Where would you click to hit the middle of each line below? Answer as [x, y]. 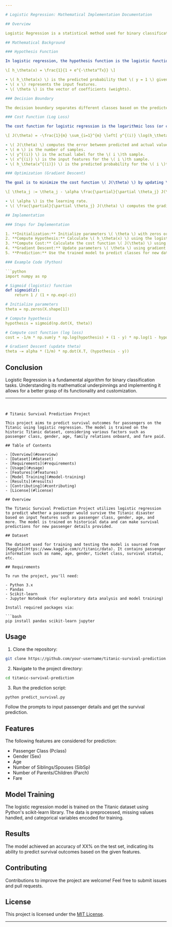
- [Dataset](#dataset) [29, 459]
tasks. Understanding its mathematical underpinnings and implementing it [83, 385]
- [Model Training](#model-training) [46, 477]
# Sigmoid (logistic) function [39, 286]
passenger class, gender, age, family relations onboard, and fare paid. [86, 436]
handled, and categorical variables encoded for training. [64, 818]
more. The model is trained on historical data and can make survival [82, 522]
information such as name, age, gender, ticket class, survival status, [84, 554]
